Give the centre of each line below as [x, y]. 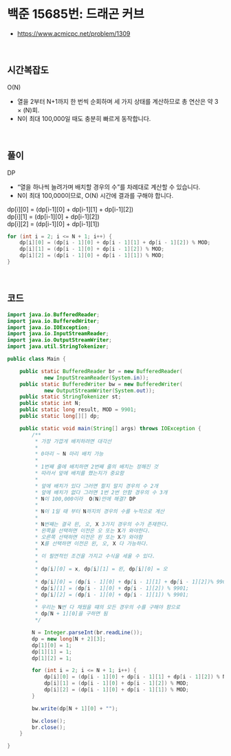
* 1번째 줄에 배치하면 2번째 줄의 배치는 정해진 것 [97, 467]
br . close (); [49, 727]
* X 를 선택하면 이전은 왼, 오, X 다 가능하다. [92, 544]
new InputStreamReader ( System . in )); [96, 378]
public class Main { [37, 359]
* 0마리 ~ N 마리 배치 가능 [69, 454]
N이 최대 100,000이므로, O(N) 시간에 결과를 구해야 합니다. [95, 195]
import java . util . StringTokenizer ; [58, 347]
